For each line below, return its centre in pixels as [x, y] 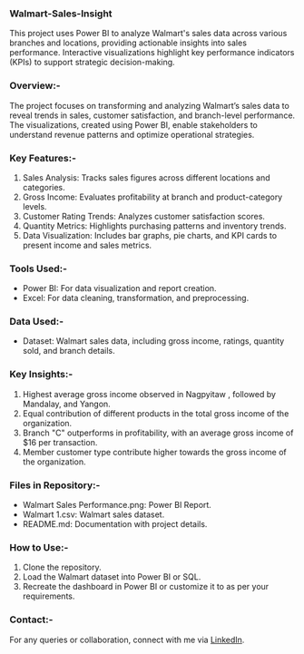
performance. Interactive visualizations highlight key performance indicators [152, 53]
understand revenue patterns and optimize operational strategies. [132, 134]
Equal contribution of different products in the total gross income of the [156, 413]
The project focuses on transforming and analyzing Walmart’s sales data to [150, 105]
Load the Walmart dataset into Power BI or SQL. [112, 577]
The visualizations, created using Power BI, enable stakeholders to [134, 124]
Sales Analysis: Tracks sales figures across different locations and [146, 177]
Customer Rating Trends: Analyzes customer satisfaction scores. [144, 216]
